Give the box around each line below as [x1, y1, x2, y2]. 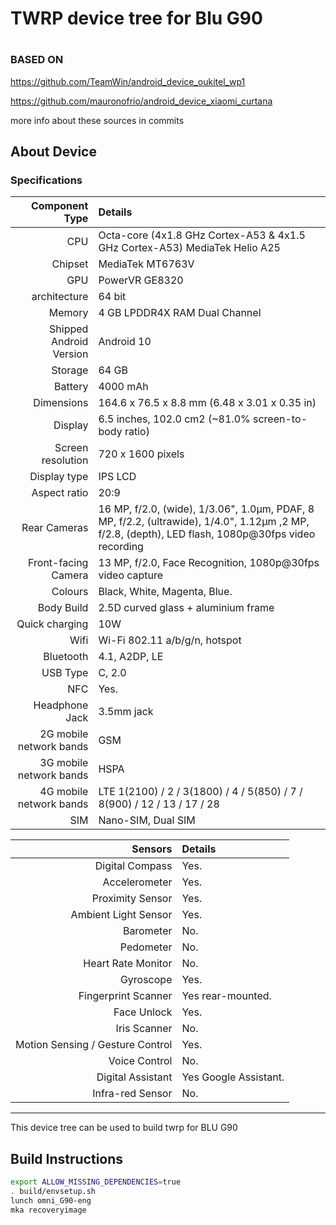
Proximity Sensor [91, 892, 173, 906]
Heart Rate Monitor [83, 957, 173, 971]
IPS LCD [98, 470, 137, 484]
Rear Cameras [21, 521, 89, 535]
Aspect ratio [31, 486, 89, 500]
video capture [98, 568, 164, 582]
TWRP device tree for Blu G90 [10, 7, 263, 30]
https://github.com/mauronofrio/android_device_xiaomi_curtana [10, 95, 273, 107]
